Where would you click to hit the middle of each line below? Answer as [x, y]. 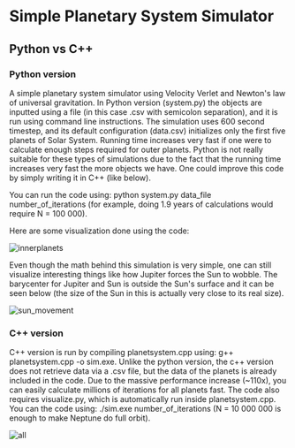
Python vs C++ [51, 49]
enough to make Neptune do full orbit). [80, 418]
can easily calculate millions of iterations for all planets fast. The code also [144, 390]
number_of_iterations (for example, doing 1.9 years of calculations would [141, 204]
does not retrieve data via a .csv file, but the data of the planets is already [143, 371]
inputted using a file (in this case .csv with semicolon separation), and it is [144, 111]
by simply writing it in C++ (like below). [80, 178]
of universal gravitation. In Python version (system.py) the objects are [136, 103]
